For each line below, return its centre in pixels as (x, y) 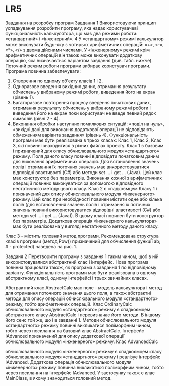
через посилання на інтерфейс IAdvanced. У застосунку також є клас (80, 373)
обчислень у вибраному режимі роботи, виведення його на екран (84, 92)
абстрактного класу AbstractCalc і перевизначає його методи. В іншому (83, 315)
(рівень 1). (23, 97)
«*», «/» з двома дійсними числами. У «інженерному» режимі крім (78, 50)
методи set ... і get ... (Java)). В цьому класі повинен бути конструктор (88, 215)
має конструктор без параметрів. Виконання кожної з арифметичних (87, 178)
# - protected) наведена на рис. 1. (41, 246)
